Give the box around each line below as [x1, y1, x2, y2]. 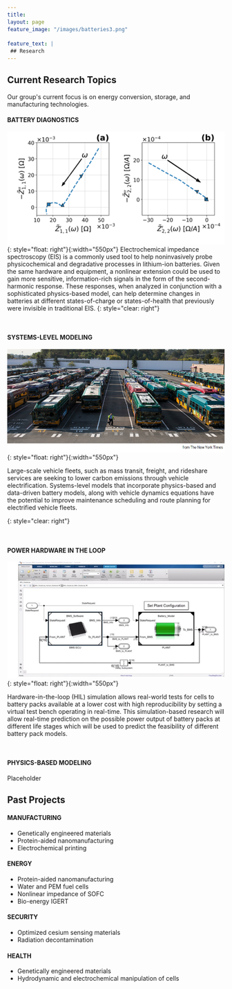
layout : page [7, 18, 45, 26]
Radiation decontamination [17, 936, 94, 944]
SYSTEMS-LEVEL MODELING [7, 333, 93, 342]
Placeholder [7, 774, 41, 782]
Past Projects [7, 794, 66, 806]
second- [186, 274, 211, 283]
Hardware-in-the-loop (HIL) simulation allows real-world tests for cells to [7, 692, 215, 701]
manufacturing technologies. [7, 100, 89, 108]
